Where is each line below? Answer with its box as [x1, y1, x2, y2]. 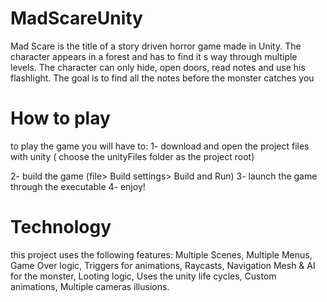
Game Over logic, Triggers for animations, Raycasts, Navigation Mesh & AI [10, 259, 316, 271]
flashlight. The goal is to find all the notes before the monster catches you [10, 72, 315, 84]
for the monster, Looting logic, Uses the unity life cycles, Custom [10, 270, 277, 282]
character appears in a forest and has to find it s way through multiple [10, 50, 298, 62]
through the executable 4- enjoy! [10, 180, 146, 192]
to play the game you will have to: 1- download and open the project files [10, 140, 310, 152]
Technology [10, 216, 112, 239]
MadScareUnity [10, 7, 143, 30]
